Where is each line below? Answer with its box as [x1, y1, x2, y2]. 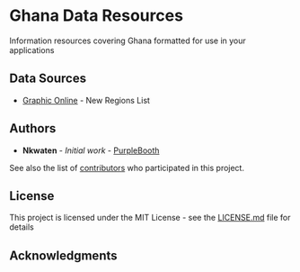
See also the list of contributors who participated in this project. [9, 162, 245, 173]
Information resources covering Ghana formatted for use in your [9, 35, 247, 46]
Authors [9, 121, 57, 136]
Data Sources [9, 71, 87, 86]
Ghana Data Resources [9, 5, 184, 26]
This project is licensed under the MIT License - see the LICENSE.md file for [9, 213, 291, 223]
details [9, 222, 34, 232]
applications [9, 44, 55, 55]
